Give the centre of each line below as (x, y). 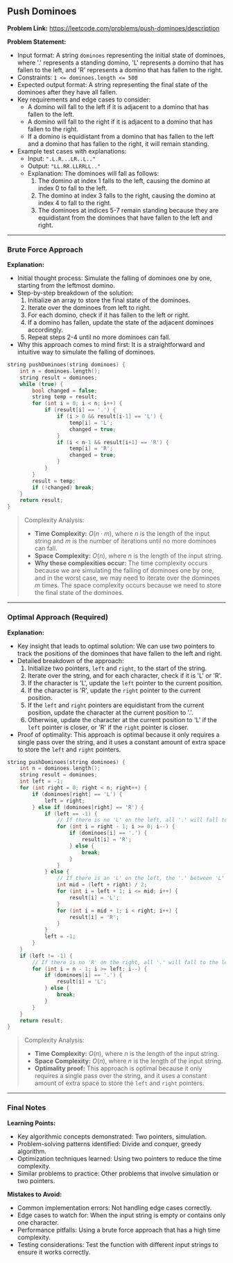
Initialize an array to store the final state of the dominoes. (109, 300)
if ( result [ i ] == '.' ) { (80, 410)
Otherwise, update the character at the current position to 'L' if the (122, 719)
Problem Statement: (37, 42)
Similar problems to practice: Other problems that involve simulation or (118, 1173)
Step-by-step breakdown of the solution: (75, 293)
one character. (38, 1222)
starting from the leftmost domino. (66, 286)
